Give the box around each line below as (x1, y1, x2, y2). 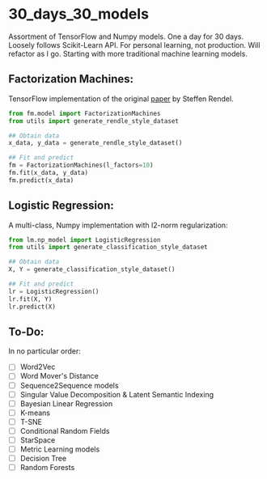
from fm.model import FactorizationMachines (8, 109, 161, 117)
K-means (19, 408, 51, 418)
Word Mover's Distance (19, 371, 99, 381)
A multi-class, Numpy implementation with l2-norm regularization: (8, 220, 228, 230)
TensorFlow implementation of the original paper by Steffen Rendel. (8, 94, 234, 104)
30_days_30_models (8, 5, 150, 23)
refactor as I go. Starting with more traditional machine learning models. (8, 49, 248, 58)
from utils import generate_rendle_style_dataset (8, 117, 180, 125)
